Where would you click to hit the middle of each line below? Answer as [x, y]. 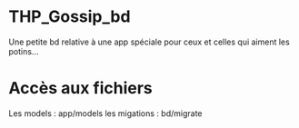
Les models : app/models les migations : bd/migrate [105, 113]
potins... [24, 51]
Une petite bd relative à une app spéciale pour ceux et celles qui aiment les [149, 42]
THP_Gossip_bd [70, 17]
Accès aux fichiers [80, 89]
